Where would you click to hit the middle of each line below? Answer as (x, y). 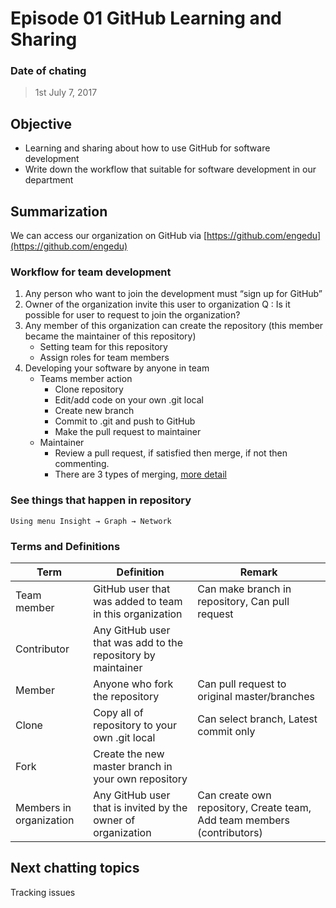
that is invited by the (140, 807)
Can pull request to (242, 684)
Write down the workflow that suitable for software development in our (170, 169)
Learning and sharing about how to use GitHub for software (147, 148)
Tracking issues (43, 892)
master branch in (133, 766)
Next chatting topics (75, 868)
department (49, 180)
